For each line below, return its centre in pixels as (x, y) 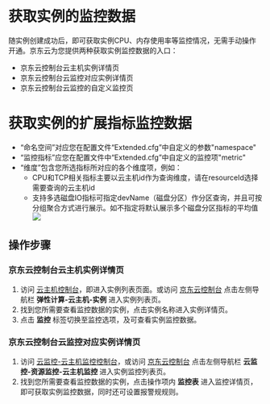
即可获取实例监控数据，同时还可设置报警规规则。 (101, 391)
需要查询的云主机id (63, 187)
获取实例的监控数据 (72, 17)
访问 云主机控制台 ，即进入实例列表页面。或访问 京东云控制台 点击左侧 (136, 289)
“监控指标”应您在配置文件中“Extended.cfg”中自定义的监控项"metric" (133, 157)
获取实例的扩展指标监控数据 (100, 124)
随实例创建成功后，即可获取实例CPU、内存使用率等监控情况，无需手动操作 (132, 40)
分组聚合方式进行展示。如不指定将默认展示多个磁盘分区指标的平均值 (145, 207)
